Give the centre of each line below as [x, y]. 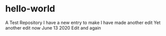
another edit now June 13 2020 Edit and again [53, 27]
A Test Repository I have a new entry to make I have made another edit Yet [83, 22]
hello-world [30, 9]
